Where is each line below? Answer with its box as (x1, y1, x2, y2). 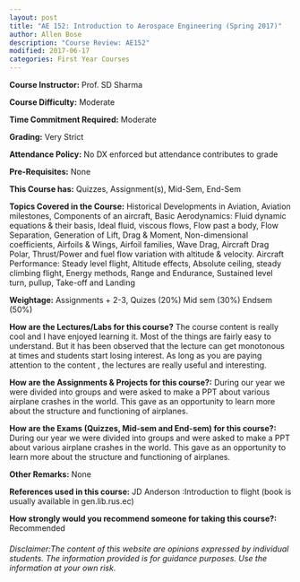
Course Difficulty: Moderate (9, 97, 116, 108)
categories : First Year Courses (9, 55, 130, 64)
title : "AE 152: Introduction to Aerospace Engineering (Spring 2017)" (9, 22, 282, 30)
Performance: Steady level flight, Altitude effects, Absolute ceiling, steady (9, 258, 282, 269)
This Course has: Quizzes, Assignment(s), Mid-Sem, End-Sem (9, 184, 242, 194)
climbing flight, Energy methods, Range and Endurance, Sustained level (9, 268, 273, 278)
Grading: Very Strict (9, 132, 84, 142)
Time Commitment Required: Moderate (9, 114, 157, 125)
